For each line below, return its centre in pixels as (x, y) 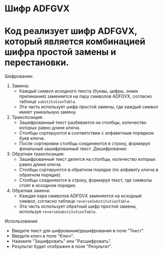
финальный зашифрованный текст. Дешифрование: (73, 149)
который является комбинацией (75, 42)
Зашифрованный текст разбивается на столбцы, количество (83, 123)
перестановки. (37, 63)
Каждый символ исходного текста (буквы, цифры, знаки (79, 91)
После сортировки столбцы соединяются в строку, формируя (84, 144)
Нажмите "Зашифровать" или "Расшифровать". (62, 241)
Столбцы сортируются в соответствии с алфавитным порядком (86, 133)
